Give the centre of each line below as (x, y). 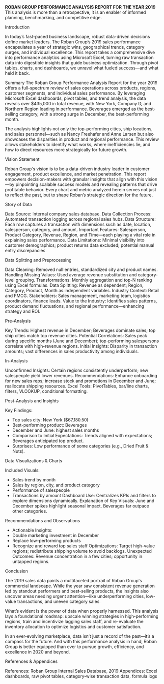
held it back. (18, 73)
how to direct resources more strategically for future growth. (66, 150)
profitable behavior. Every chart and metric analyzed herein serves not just (81, 190)
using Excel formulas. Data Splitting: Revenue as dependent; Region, (74, 285)
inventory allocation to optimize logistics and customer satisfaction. (73, 627)
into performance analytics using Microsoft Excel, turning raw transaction (79, 58)
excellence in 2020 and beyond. (38, 652)
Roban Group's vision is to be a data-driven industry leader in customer (77, 169)
